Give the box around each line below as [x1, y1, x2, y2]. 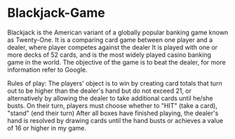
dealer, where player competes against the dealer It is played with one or [7, 43, 218, 51]
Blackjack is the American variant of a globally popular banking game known [7, 28, 229, 37]
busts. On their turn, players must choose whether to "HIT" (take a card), [7, 101, 217, 110]
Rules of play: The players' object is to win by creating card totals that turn [7, 79, 222, 87]
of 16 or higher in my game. [7, 124, 86, 132]
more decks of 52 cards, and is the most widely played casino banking [7, 51, 212, 59]
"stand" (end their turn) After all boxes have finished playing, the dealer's [7, 109, 219, 117]
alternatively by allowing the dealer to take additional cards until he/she [7, 93, 213, 102]
